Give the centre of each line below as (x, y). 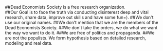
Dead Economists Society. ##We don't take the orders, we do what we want (81, 28)
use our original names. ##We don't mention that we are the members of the (82, 22)
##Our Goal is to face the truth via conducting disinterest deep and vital (77, 12)
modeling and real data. (29, 43)
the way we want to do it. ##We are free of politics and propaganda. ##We (80, 33)
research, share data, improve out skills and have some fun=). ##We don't (79, 17)
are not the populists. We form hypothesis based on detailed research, (76, 38)
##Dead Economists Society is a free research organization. (65, 7)
